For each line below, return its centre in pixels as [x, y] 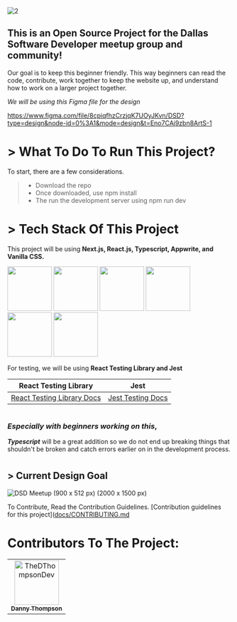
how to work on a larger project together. [67, 88]
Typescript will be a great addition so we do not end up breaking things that [119, 442]
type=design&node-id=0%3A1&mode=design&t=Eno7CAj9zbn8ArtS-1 [110, 123]
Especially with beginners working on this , [82, 426]
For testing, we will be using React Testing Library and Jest [95, 368]
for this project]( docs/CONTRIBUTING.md [68, 514]
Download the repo [63, 185]
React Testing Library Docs [56, 397]
